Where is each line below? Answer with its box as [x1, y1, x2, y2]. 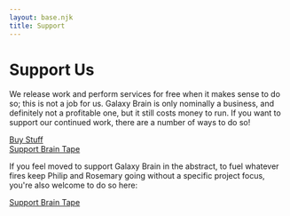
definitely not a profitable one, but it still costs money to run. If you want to [9, 108, 281, 118]
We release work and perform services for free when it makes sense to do [9, 89, 281, 100]
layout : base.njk [9, 12, 74, 22]
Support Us [9, 60, 95, 80]
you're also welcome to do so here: [9, 180, 138, 191]
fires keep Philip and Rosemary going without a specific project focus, [9, 171, 265, 181]
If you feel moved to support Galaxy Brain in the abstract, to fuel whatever [9, 161, 279, 172]
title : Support [9, 21, 66, 30]
